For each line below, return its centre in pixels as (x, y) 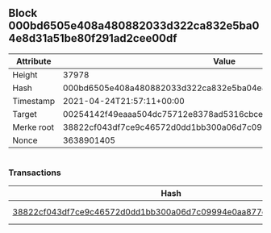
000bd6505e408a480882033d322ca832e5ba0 (134, 26)
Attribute (33, 61)
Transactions (35, 173)
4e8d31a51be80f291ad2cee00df (93, 38)
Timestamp (34, 101)
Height (25, 74)
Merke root (33, 127)
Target (25, 114)
